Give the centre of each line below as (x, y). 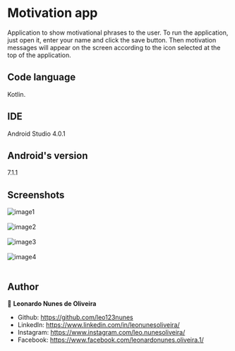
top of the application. (40, 55)
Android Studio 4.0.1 (36, 133)
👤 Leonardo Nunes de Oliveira (52, 304)
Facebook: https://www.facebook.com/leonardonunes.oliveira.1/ (110, 340)
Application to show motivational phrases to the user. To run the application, (118, 32)
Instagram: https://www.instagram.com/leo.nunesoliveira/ (101, 332)
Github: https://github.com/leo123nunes (75, 317)
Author (23, 286)
